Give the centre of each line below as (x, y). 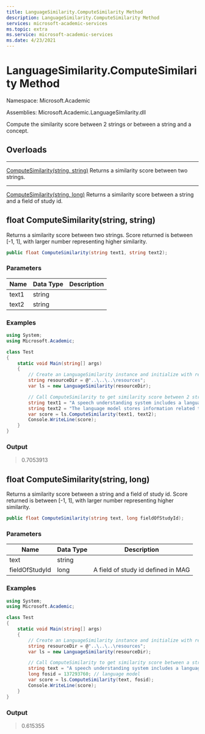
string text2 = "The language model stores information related (112, 408)
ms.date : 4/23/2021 (31, 40)
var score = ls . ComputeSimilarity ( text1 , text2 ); (92, 414)
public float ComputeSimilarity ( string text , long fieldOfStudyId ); (95, 518)
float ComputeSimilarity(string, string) (81, 220)
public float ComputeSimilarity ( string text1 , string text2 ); (87, 252)
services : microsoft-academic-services (57, 23)
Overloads (27, 150)
